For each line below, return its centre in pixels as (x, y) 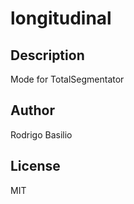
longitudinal (61, 18)
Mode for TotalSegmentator (67, 79)
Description (47, 55)
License (35, 166)
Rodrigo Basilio (41, 134)
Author (32, 110)
